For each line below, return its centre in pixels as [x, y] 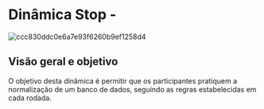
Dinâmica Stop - [62, 15]
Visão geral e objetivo [63, 62]
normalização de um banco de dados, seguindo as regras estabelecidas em [132, 89]
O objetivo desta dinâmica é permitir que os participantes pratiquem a [123, 80]
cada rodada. [30, 98]
